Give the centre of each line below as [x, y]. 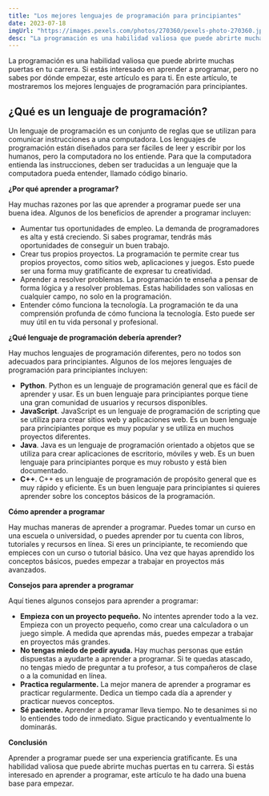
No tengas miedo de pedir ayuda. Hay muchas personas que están [131, 650]
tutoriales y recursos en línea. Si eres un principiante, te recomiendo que [128, 545]
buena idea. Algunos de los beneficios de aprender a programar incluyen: [130, 213]
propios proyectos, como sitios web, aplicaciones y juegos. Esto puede [137, 263]
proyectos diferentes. [55, 436]
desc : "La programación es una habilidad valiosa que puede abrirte [125, 38]
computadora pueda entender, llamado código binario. [98, 174]
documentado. [44, 471]
